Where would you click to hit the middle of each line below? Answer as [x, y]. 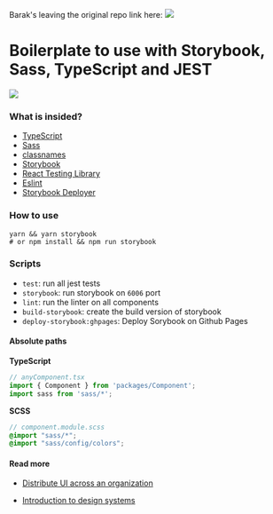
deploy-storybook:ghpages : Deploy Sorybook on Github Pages [135, 320]
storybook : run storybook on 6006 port [91, 292]
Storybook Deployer [58, 193]
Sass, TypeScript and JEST [111, 70]
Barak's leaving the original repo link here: [86, 15]
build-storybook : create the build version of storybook [121, 312]
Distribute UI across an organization [87, 483]
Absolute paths [38, 341]
